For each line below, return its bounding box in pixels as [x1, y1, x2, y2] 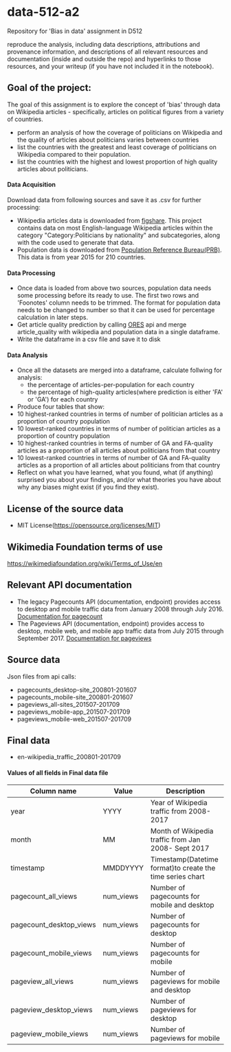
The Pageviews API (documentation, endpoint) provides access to [16, 620, 205, 628]
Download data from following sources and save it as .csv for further [7, 195, 201, 204]
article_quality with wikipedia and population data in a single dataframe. [16, 328, 220, 336]
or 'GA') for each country [27, 395, 98, 404]
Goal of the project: [7, 82, 91, 94]
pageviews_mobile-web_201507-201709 [16, 714, 132, 723]
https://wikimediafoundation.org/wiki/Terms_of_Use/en [7, 559, 163, 567]
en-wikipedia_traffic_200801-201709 [16, 753, 122, 761]
